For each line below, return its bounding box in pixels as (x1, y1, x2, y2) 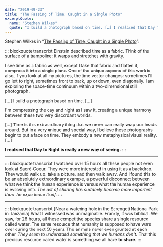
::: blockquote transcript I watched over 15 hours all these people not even (5, 161, 153, 167)
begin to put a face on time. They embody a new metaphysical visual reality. (5, 132, 157, 138)
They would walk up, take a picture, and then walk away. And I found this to (5, 171, 156, 177)
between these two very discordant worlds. (5, 112, 92, 118)
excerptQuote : (5, 16, 34, 21)
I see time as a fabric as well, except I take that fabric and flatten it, (5, 63, 139, 69)
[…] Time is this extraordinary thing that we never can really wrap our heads (5, 122, 157, 128)
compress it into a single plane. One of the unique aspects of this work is (5, 68, 151, 73)
